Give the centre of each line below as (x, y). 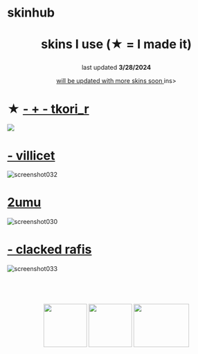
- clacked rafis (49, 250)
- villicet (31, 155)
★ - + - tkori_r (48, 109)
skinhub (31, 13)
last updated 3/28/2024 (116, 68)
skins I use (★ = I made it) (116, 45)
